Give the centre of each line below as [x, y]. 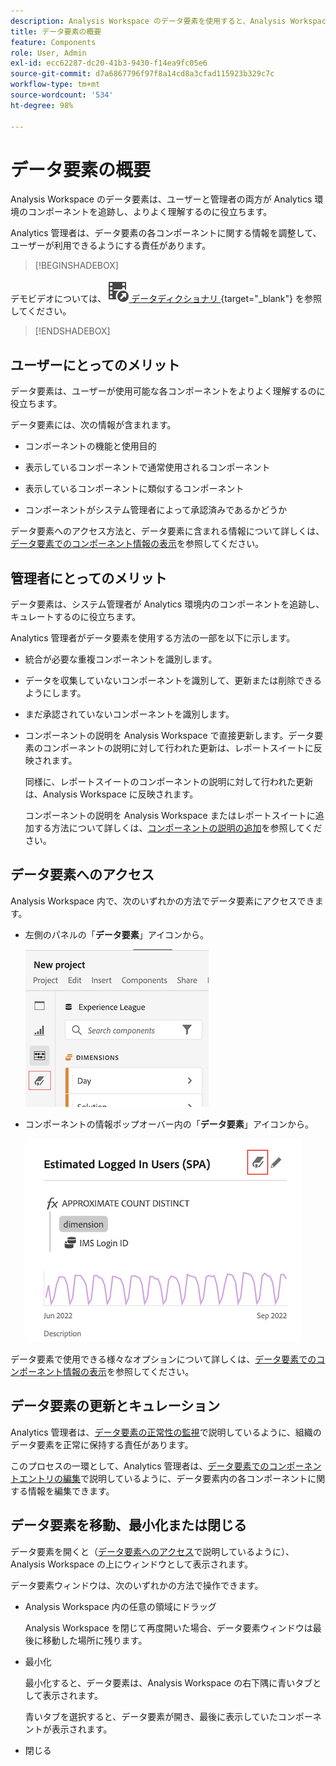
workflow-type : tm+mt [55, 85]
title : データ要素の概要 [56, 31]
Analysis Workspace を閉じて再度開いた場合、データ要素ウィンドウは [168, 1627]
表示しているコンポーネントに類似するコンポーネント [134, 489]
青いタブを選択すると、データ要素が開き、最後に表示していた [151, 1716]
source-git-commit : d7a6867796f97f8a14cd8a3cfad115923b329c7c [142, 74]
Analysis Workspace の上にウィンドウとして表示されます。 [132, 1564]
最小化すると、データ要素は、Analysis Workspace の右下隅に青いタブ [168, 1682]
